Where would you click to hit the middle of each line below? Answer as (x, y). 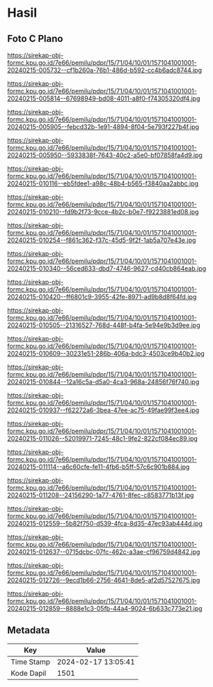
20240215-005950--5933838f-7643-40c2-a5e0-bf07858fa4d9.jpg (105, 155)
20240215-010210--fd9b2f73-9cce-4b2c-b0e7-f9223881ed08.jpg (103, 212)
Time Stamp (31, 662)
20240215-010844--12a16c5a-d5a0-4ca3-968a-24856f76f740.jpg (103, 382)
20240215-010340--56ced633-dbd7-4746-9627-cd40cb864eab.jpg (107, 269)
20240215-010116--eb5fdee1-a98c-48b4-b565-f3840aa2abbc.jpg (103, 183)
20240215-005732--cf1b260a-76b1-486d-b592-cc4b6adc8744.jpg (105, 70)
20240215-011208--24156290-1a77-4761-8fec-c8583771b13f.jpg (101, 495)
